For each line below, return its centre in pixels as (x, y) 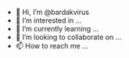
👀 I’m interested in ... (48, 20)
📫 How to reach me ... (52, 46)
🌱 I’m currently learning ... (57, 29)
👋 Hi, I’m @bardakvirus (52, 12)
